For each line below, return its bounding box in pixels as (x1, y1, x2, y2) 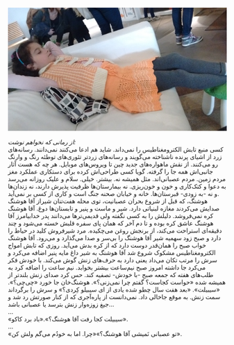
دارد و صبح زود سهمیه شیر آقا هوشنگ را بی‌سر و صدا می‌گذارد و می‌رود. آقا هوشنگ (8, 233, 222, 242)
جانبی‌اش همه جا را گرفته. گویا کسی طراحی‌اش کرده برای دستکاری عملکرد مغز (8, 167, 214, 176)
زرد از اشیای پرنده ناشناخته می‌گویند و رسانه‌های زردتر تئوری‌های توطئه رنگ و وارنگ (8, 152, 222, 160)
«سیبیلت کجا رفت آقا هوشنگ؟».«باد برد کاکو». (8, 314, 128, 323)
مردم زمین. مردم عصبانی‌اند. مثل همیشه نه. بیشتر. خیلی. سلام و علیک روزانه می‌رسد (8, 174, 226, 183)
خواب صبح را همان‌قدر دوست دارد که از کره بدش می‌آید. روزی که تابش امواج (8, 241, 207, 249)
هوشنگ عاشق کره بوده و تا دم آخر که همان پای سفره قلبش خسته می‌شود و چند (8, 219, 214, 227)
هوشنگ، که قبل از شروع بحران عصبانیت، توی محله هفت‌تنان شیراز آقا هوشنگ (8, 196, 208, 205)
